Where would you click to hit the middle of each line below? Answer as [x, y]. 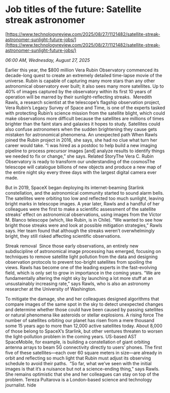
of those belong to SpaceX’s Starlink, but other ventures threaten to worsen [84, 331]
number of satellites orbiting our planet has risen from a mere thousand [80, 320]
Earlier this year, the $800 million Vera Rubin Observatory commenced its [82, 70]
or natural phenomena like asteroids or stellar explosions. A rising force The [84, 315]
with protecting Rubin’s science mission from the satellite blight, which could [85, 113]
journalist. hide [21, 385]
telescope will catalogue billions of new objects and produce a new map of [83, 167]
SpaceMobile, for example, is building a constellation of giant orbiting [78, 342]
